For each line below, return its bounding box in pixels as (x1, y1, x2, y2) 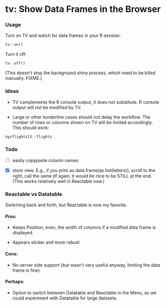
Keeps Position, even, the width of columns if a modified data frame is (12, 224, 156, 230)
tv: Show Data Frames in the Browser (5, 3, 161, 15)
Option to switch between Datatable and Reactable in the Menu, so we (12, 290, 157, 296)
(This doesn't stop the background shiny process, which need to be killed (5, 70, 156, 76)
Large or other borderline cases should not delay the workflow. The (12, 114, 151, 120)
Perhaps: (5, 279, 25, 285)
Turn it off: (5, 51, 27, 57)
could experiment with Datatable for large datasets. (12, 295, 118, 301)
